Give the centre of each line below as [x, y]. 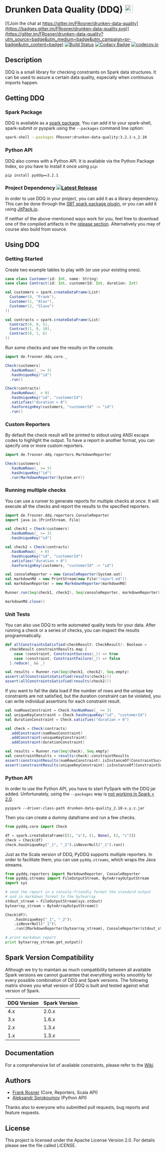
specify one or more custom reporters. [44, 446]
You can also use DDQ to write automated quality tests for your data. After [81, 625]
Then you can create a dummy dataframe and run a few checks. [70, 818]
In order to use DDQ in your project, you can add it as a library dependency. [82, 198]
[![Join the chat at [23, 23]
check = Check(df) [24, 840]
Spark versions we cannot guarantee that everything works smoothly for [79, 975]
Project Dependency [30, 187]
